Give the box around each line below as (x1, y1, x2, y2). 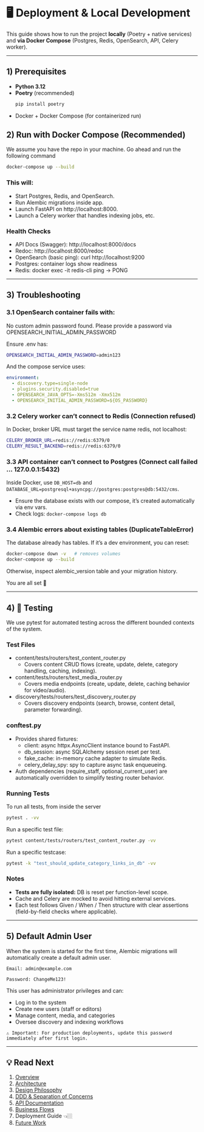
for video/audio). (24, 687, 66, 694)
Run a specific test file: (6, 825, 64, 833)
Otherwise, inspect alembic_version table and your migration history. (6, 568, 178, 575)
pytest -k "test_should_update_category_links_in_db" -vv (6, 860, 156, 866)
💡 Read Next (6, 1058, 54, 1068)
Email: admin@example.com (6, 965, 72, 972)
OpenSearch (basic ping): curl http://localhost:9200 (15, 253, 145, 260)
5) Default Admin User (6, 931, 92, 942)
